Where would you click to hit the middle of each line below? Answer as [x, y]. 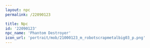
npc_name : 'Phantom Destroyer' [38, 33]
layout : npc [18, 10]
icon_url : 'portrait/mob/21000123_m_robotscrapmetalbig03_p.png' [75, 38]
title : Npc [17, 24]
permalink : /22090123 [28, 15]
